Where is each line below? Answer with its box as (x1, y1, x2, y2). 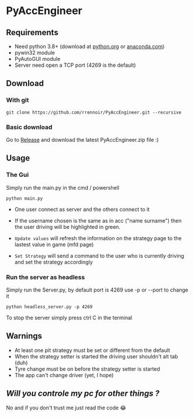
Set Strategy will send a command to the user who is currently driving (14, 252, 185, 259)
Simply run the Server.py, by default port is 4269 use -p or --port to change (6, 286, 189, 293)
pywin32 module (14, 49, 56, 56)
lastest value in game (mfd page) (14, 241, 94, 248)
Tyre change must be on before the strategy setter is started (14, 365, 161, 372)
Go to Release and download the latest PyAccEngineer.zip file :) (6, 136, 159, 143)
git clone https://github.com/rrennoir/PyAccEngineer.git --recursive (6, 110, 182, 115)
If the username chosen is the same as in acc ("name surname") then (14, 217, 182, 224)
